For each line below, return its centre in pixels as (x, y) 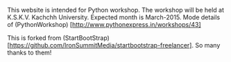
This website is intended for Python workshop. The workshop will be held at (115, 10)
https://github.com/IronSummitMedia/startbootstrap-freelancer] (101, 45)
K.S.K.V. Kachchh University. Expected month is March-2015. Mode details (114, 17)
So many (208, 45)
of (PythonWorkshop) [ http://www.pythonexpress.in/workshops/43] (104, 24)
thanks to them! (29, 52)
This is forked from (34, 38)
